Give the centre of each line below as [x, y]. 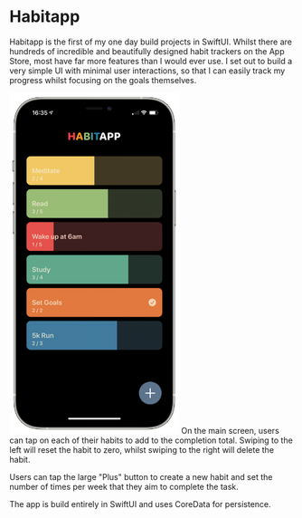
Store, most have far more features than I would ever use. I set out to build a [151, 61]
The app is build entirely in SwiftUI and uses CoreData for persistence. [140, 504]
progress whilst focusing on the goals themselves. [103, 80]
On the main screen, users [230, 431]
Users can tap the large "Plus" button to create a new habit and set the [141, 477]
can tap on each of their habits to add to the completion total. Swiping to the [151, 440]
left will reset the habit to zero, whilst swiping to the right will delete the [142, 450]
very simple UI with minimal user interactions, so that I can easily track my [147, 71]
